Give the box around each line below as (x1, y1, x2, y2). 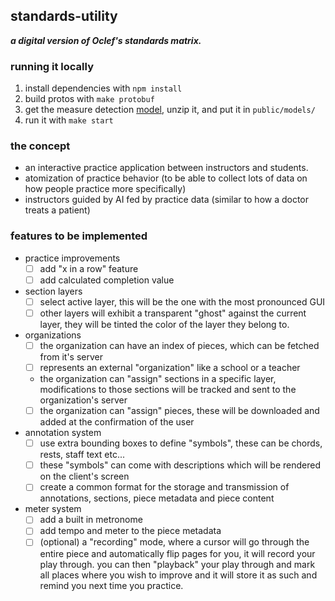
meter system (24, 503, 82, 515)
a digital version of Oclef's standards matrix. (10, 34, 202, 46)
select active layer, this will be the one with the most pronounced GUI (39, 295, 326, 308)
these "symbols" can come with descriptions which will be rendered (39, 459, 321, 471)
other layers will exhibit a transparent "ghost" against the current (39, 307, 307, 319)
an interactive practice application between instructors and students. (24, 162, 309, 174)
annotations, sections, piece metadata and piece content (39, 492, 275, 504)
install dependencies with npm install (24, 82, 183, 94)
